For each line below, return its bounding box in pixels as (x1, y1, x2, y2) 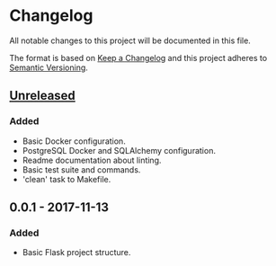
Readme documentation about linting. (22, 155, 162, 165)
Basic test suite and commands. (22, 164, 141, 175)
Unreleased (9, 88, 76, 103)
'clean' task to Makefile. (22, 173, 111, 184)
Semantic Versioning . (9, 62, 88, 73)
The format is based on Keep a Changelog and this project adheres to (9, 52, 268, 63)
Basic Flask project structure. (22, 247, 131, 258)
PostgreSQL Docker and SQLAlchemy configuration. (22, 145, 216, 155)
